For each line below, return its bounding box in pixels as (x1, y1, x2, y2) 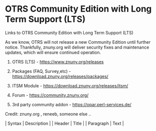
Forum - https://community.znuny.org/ (12, 92, 89, 98)
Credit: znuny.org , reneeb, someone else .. (5, 111, 91, 117)
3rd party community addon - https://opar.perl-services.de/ (12, 101, 132, 107)
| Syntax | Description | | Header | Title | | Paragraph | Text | (5, 120, 124, 126)
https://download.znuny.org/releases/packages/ (12, 73, 109, 79)
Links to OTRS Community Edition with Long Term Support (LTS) (5, 30, 134, 35)
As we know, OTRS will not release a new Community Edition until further (5, 39, 151, 45)
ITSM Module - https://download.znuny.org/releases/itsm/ (12, 82, 128, 88)
